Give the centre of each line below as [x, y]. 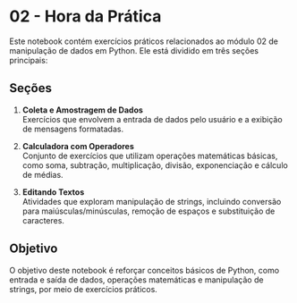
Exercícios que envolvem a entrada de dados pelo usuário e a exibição [153, 119]
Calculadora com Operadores [78, 146]
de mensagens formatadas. [72, 129]
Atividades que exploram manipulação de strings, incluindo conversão [152, 201]
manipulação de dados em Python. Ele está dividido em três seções [134, 50]
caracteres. [43, 220]
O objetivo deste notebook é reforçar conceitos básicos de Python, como [144, 270]
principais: [29, 60]
